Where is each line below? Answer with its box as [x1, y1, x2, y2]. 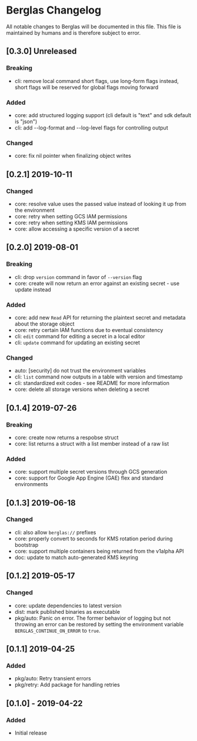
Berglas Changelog [6, 4, 102, 17]
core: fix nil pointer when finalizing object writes [14, 152, 131, 160]
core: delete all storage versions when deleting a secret [14, 386, 149, 393]
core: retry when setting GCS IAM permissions [14, 212, 128, 220]
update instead [14, 286, 51, 293]
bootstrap [14, 541, 39, 548]
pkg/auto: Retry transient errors [14, 675, 91, 682]
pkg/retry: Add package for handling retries [14, 681, 121, 689]
